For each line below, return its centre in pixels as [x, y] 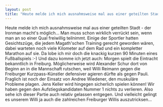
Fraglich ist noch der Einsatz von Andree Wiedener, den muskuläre [72, 79]
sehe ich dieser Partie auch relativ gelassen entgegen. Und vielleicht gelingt [81, 94]
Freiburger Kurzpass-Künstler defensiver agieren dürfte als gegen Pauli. [77, 74]
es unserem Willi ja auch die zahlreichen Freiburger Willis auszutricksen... [78, 99]
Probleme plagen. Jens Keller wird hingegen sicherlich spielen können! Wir [80, 84]
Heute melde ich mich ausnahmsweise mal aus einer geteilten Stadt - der [78, 27]
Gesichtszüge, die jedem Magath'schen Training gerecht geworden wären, [80, 43]
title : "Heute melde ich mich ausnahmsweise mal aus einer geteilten [77, 14]
